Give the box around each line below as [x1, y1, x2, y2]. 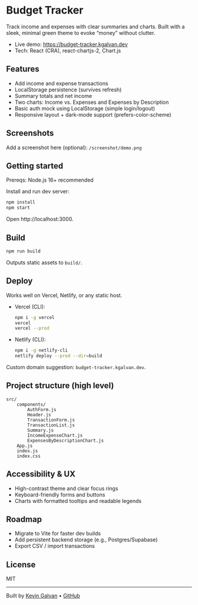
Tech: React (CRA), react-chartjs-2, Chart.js [14, 47, 121, 54]
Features [6, 64, 39, 74]
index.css [16, 453, 41, 459]
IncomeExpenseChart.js [27, 432, 83, 438]
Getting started [6, 160, 64, 171]
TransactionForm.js [27, 417, 75, 423]
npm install [6, 199, 35, 205]
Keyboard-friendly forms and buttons [14, 491, 105, 498]
